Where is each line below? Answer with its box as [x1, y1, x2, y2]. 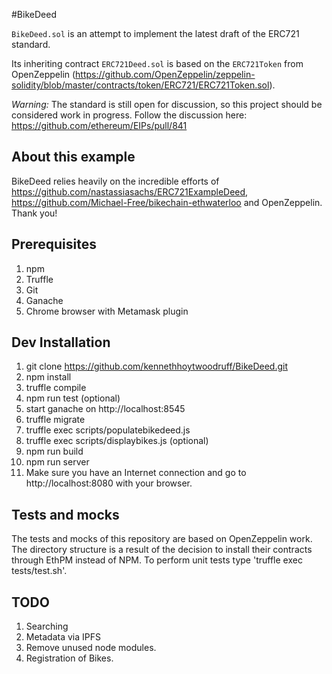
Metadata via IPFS [25, 631, 102, 643]
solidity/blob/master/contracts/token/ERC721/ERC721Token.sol [11, 79, 270, 91]
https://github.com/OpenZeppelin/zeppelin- [75, 69, 256, 80]
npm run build [25, 445, 84, 458]
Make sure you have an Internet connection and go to [25, 467, 247, 479]
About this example [11, 149, 136, 166]
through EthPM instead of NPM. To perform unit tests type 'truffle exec [11, 554, 303, 566]
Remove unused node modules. [25, 642, 157, 654]
